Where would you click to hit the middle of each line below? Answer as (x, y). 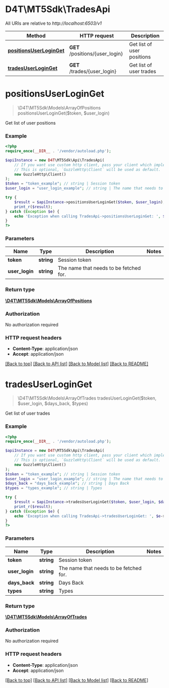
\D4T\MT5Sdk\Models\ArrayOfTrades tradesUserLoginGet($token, (87, 398)
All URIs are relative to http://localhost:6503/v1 (54, 23)
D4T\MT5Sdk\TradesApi (58, 9)
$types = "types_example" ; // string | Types (54, 488)
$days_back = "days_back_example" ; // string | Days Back (67, 483)
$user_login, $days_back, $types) (53, 404)
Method (36, 35)
